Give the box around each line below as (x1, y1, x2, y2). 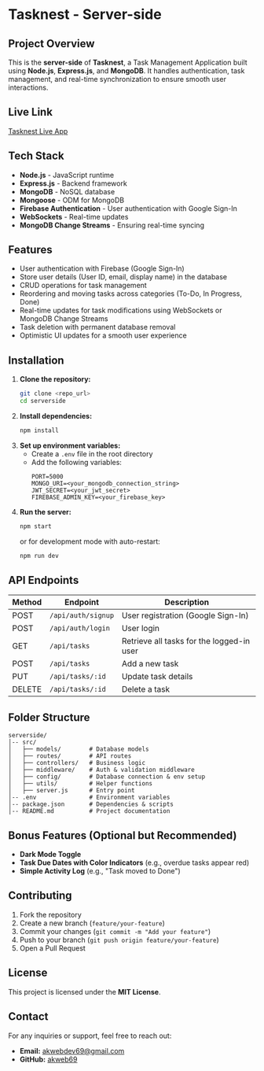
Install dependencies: (19, 412, 93, 420)
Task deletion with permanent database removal (19, 323, 176, 332)
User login (121, 623, 159, 634)
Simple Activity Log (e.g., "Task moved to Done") (19, 866, 181, 876)
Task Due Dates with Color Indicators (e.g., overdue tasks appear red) (19, 858, 250, 867)
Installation (8, 353, 64, 367)
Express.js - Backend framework (19, 179, 127, 188)
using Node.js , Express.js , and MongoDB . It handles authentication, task (8, 66, 245, 76)
